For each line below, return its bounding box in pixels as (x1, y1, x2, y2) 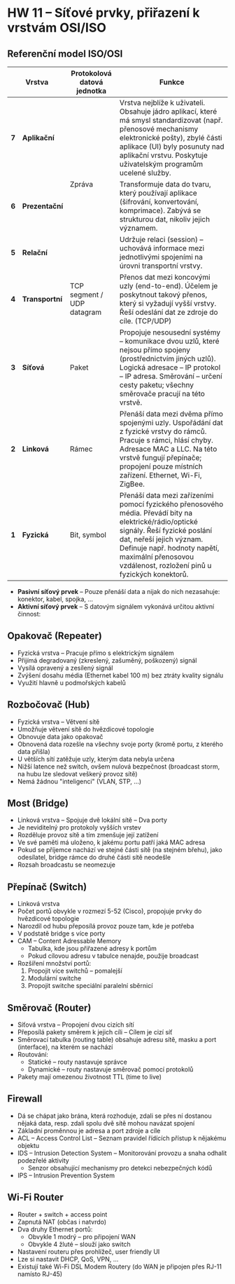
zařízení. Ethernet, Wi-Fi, (119, 471, 202, 480)
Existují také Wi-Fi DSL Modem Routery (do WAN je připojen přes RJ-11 (17, 1262, 222, 1271)
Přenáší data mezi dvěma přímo (119, 409, 224, 419)
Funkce (159, 77, 185, 87)
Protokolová (71, 69, 112, 78)
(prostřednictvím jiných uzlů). (119, 354, 216, 363)
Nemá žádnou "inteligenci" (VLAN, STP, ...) (17, 777, 142, 785)
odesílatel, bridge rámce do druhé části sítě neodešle (17, 853, 171, 862)
